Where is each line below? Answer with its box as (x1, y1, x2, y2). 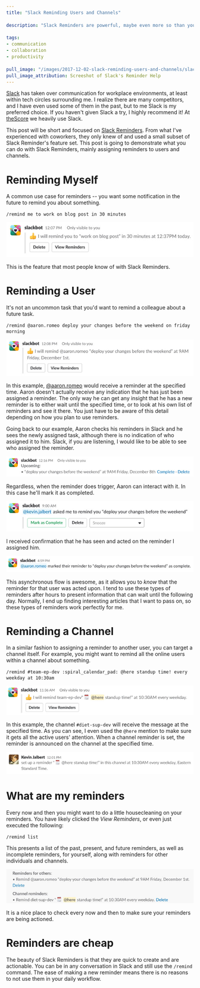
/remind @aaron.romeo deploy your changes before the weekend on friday (6, 323, 190, 329)
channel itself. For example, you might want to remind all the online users (6, 651, 185, 658)
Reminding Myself (6, 173, 98, 186)
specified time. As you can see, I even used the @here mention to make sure (6, 727, 192, 734)
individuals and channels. (6, 857, 68, 864)
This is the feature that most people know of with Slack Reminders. (6, 263, 171, 270)
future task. (6, 310, 35, 317)
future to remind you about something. (6, 199, 101, 206)
